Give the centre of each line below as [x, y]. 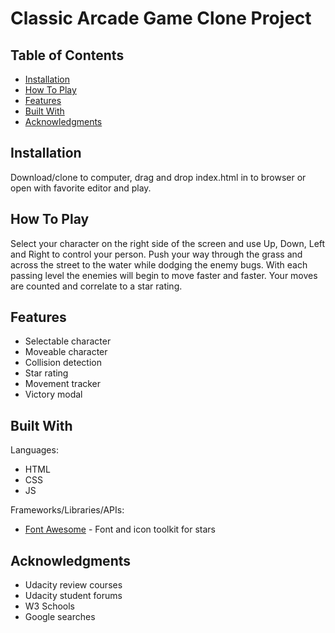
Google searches [60, 617]
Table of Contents [67, 55]
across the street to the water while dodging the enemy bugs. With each [159, 264]
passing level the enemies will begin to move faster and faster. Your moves [164, 275]
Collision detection [63, 363]
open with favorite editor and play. [81, 188]
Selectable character [68, 341]
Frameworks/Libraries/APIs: [67, 510]
